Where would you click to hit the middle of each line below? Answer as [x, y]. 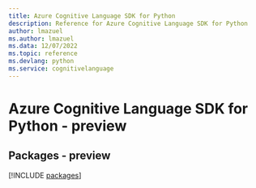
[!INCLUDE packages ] [45, 175]
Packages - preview [60, 156]
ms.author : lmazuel [41, 38]
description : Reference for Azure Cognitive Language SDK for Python [128, 23]
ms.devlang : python [41, 62]
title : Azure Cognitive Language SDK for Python [92, 16]
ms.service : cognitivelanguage [61, 69]
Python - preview [68, 126]
